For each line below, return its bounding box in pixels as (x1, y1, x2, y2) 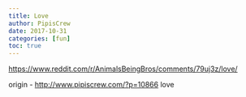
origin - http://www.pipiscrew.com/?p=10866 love (8, 80, 175, 90)
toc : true (8, 42, 42, 50)
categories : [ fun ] (8, 34, 71, 43)
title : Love (8, 11, 49, 20)
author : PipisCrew (8, 19, 71, 27)
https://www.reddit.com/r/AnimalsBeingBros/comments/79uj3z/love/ (8, 64, 238, 74)
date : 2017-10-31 (8, 27, 67, 35)
